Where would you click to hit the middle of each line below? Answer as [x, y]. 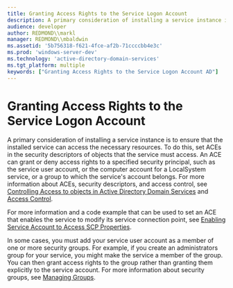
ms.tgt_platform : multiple [46, 65]
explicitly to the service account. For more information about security [106, 270]
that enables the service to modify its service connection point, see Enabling [116, 220]
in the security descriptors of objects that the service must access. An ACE [114, 155]
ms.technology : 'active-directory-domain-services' [83, 59]
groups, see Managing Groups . [51, 278]
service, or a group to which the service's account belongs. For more [106, 177]
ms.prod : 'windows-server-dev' [52, 53]
